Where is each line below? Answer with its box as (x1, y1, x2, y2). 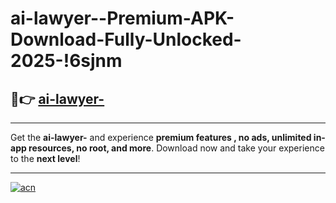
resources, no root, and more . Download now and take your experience (28, 142, 325, 154)
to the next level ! (10, 153, 81, 164)
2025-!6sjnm (10, 50, 123, 72)
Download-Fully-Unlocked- (10, 28, 242, 51)
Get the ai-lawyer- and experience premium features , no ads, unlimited (10, 132, 312, 143)
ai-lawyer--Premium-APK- (10, 7, 235, 30)
